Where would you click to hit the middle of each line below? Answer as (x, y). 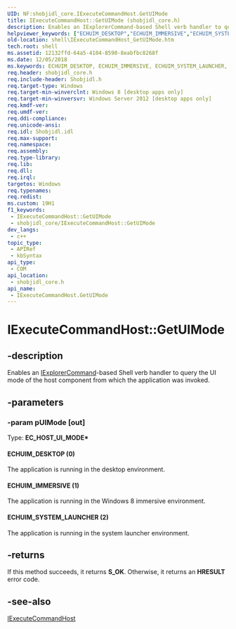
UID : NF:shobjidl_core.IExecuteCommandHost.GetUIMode (88, 14)
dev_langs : (23, 229)
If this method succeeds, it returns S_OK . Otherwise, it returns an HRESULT (116, 572)
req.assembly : (28, 151)
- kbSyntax (26, 256)
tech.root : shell (33, 46)
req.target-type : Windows (45, 86)
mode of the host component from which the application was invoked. (109, 380)
